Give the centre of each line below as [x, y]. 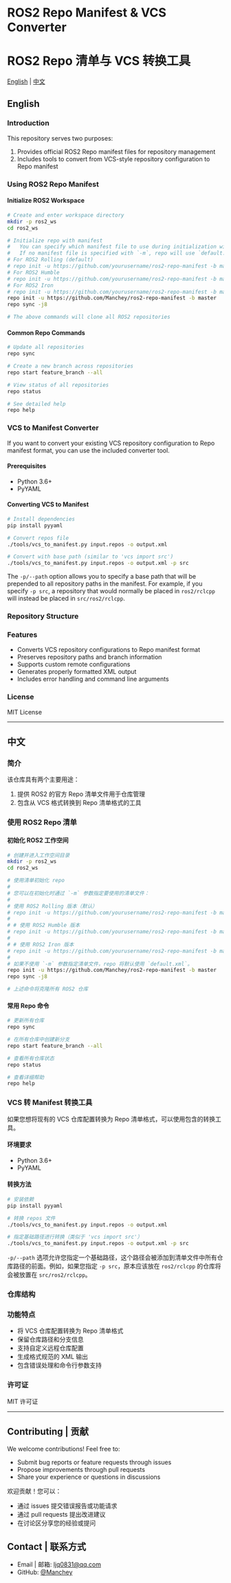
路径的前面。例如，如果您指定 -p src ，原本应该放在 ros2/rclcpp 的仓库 [114, 1266]
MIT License [25, 712]
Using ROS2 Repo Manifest [53, 184]
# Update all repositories [46, 347]
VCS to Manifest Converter [53, 428]
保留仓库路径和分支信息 [50, 1340]
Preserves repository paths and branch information [89, 657]
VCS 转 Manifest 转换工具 [50, 1103]
